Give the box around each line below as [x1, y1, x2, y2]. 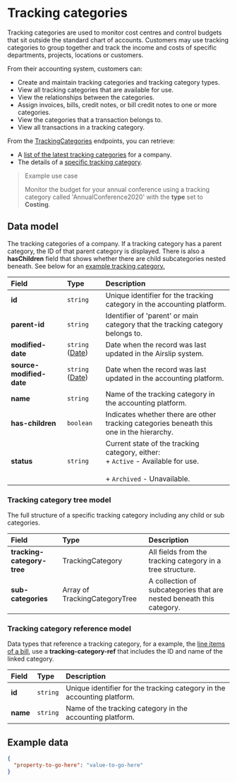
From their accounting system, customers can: [7, 64, 142, 73]
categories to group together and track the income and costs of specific [7, 43, 217, 51]
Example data [7, 736, 69, 748]
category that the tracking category [105, 319, 224, 329]
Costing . [24, 200, 51, 209]
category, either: [105, 447, 161, 457]
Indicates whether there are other [105, 409, 217, 419]
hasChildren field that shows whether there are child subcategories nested [7, 254, 226, 262]
